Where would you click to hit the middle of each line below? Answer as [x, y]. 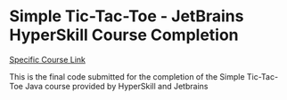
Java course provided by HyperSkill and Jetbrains [117, 86]
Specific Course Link [48, 59]
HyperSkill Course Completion [124, 35]
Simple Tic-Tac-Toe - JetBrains [127, 16]
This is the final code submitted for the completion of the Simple [127, 76]
